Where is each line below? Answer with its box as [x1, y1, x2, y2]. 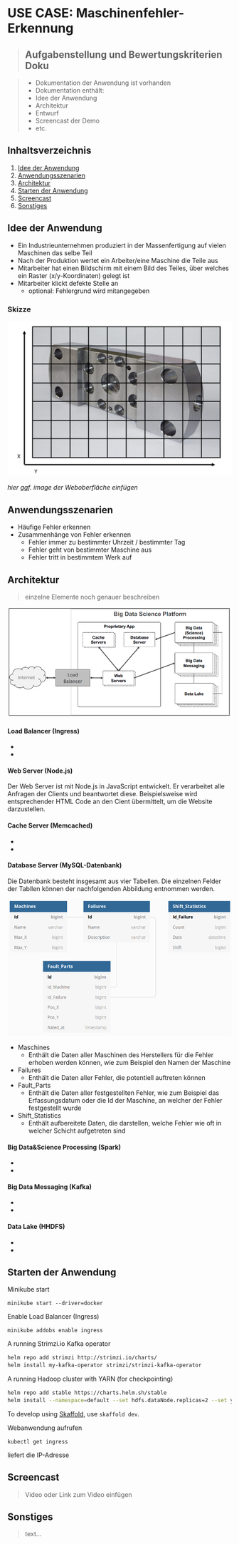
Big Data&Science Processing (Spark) [7, 1143, 122, 1151]
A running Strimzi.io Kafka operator [7, 1339, 111, 1348]
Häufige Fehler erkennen [17, 523, 91, 532]
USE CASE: [7, 5, 73, 21]
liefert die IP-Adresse [7, 1451, 70, 1459]
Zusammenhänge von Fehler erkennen [17, 530, 132, 539]
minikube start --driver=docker [7, 1299, 103, 1307]
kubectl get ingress [7, 1438, 69, 1445]
